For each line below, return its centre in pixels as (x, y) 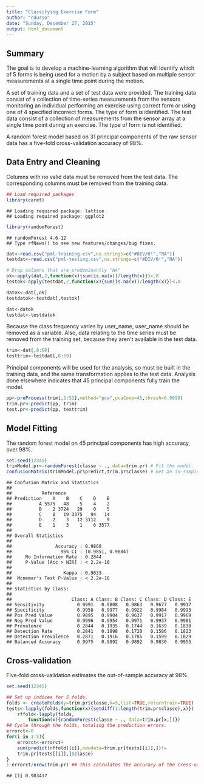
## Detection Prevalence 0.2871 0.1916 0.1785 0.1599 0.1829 (99, 637)
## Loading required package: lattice (55, 211)
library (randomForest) (35, 227)
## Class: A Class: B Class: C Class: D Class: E (99, 600)
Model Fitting (32, 428)
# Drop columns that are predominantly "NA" (63, 271)
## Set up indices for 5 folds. (47, 697)
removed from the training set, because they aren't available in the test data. (102, 339)
